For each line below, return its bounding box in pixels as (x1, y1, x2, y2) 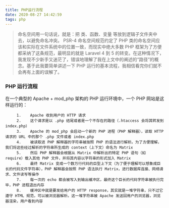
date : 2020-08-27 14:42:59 (5, 12, 62, 17)
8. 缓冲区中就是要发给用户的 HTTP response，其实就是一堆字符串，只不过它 (16, 188, 163, 193)
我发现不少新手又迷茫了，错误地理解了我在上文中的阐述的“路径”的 (17, 57, 155, 63)
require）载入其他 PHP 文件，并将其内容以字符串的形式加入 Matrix (5, 155, 131, 161)
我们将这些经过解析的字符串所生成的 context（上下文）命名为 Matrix (5, 145, 133, 150)
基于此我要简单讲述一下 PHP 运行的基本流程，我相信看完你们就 (26, 63, 157, 69)
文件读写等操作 (12, 172, 39, 177)
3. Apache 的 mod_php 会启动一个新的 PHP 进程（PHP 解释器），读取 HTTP (16, 129, 164, 134)
